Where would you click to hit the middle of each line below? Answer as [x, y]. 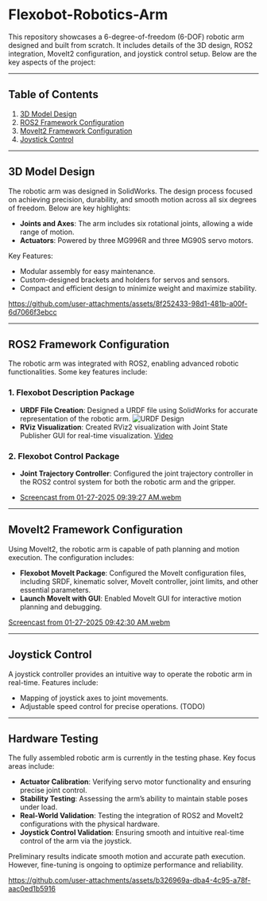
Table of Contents [54, 94]
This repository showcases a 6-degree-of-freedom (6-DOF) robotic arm [126, 37]
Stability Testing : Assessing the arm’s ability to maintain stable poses [134, 799]
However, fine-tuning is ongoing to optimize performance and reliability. [126, 865]
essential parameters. [55, 590]
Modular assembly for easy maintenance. [87, 271]
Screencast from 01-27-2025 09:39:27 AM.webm [101, 497]
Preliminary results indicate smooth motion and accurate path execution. [127, 856]
